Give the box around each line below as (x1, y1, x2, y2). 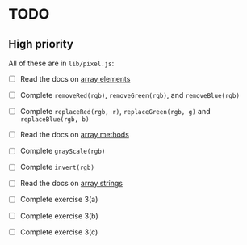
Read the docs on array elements (19, 74, 131, 83)
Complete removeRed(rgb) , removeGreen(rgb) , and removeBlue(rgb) (19, 91, 241, 100)
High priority (8, 37, 74, 51)
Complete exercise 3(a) (19, 195, 98, 205)
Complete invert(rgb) (19, 163, 95, 172)
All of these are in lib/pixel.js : (8, 58, 115, 68)
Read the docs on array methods (19, 130, 129, 140)
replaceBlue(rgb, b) (19, 116, 90, 124)
